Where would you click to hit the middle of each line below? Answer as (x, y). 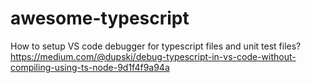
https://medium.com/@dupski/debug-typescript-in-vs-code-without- (153, 56)
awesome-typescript (100, 18)
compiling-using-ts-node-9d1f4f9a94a (90, 67)
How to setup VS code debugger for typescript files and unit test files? (156, 46)
